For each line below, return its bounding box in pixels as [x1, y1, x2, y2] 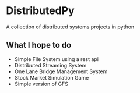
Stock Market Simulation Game [14, 74, 89, 81]
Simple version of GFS [14, 80, 69, 87]
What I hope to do [6, 40, 72, 50]
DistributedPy [6, 4, 75, 17]
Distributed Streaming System [14, 62, 87, 69]
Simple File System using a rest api [14, 55, 99, 62]
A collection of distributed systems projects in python [6, 23, 135, 30]
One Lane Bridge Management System [14, 68, 108, 75]
